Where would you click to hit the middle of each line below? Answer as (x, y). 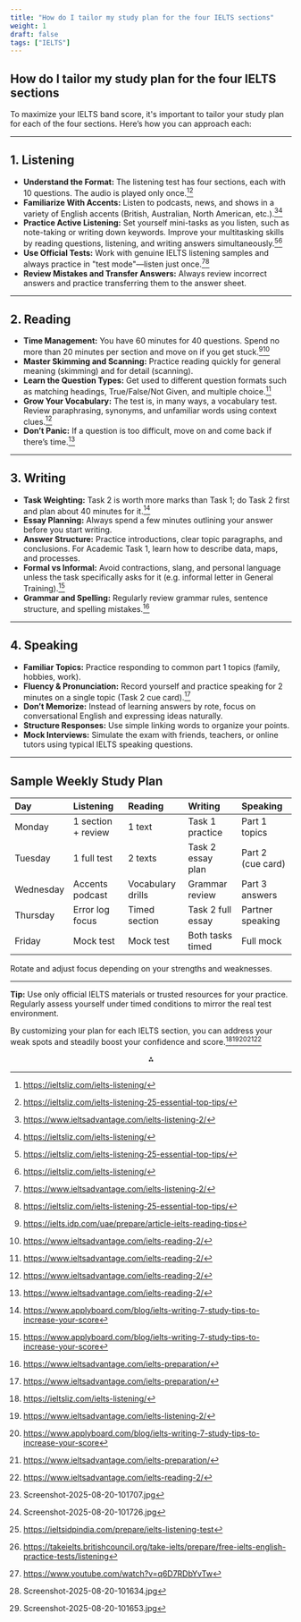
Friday (28, 941)
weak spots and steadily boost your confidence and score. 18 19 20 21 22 (136, 1041)
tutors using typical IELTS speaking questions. (108, 744)
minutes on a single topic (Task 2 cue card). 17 (107, 696)
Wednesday (40, 889)
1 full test (93, 858)
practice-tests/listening (66, 1556)
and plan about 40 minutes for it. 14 (87, 510)
